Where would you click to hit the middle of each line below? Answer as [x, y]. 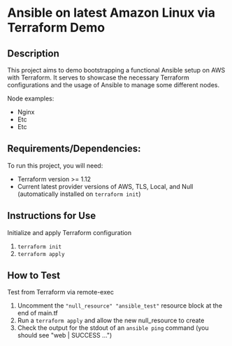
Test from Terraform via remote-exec [60, 292]
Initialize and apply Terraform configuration [70, 232]
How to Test [34, 276]
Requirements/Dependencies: [74, 149]
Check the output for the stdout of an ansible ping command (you [113, 328]
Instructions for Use [52, 216]
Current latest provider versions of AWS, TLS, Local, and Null [105, 186]
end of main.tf [37, 313]
